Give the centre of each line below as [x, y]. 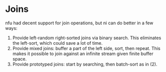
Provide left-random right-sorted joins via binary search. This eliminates [87, 38]
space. [19, 59]
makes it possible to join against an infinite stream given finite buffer [83, 54]
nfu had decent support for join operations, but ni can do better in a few [79, 23]
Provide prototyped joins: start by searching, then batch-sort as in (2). [85, 64]
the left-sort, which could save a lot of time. [57, 43]
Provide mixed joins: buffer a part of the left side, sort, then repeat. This [86, 48]
